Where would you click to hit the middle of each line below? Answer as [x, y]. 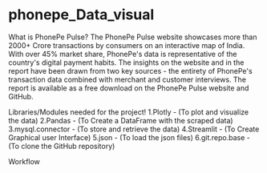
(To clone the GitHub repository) [62, 146]
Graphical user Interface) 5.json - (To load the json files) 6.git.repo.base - [129, 137]
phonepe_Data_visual [81, 15]
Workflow [24, 161]
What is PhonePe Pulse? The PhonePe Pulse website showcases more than [133, 37]
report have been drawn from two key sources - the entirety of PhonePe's [130, 70]
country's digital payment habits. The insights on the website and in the [126, 62]
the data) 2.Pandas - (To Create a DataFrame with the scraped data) [121, 120]
